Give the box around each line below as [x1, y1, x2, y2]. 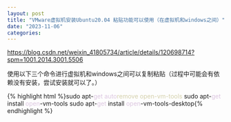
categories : [7, 29, 41, 37]
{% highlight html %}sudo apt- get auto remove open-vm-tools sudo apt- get [7, 92, 221, 101]
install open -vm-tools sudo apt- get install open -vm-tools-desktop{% [7, 99, 203, 108]
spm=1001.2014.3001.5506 [7, 56, 83, 64]
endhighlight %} [7, 107, 53, 115]
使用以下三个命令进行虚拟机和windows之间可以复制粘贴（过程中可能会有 [7, 70, 214, 78]
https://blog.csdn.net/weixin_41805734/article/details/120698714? [7, 48, 195, 57]
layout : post [7, 10, 45, 17]
